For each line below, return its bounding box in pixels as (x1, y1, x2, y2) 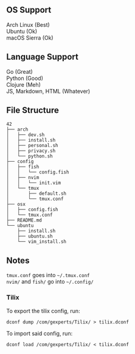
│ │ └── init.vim (6, 180, 61, 186)
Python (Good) (6, 74, 44, 82)
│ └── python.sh (6, 153, 53, 159)
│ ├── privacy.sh (6, 148, 56, 154)
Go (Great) (6, 68, 33, 75)
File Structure (6, 105, 59, 115)
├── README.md (6, 217, 43, 223)
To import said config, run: (6, 330, 73, 337)
